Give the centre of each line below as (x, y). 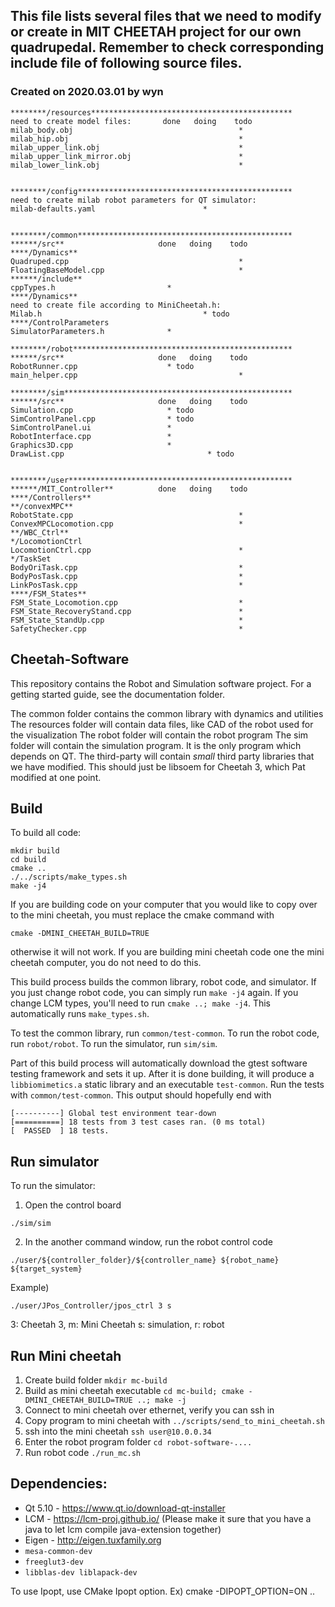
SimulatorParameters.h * (91, 331)
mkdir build (35, 851)
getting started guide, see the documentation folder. (117, 694)
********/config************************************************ (151, 191)
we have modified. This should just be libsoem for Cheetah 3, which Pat (158, 766)
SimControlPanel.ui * (91, 427)
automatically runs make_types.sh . (80, 1014)
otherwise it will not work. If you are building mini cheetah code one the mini (167, 952)
